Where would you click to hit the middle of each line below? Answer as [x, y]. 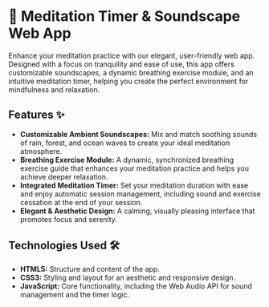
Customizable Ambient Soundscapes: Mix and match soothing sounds [139, 134]
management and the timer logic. [75, 294]
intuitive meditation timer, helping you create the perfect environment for [128, 81]
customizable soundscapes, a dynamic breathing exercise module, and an [131, 72]
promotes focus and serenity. [69, 219]
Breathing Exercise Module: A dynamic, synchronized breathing [127, 160]
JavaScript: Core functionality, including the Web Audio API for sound [136, 286]
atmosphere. [41, 151]
